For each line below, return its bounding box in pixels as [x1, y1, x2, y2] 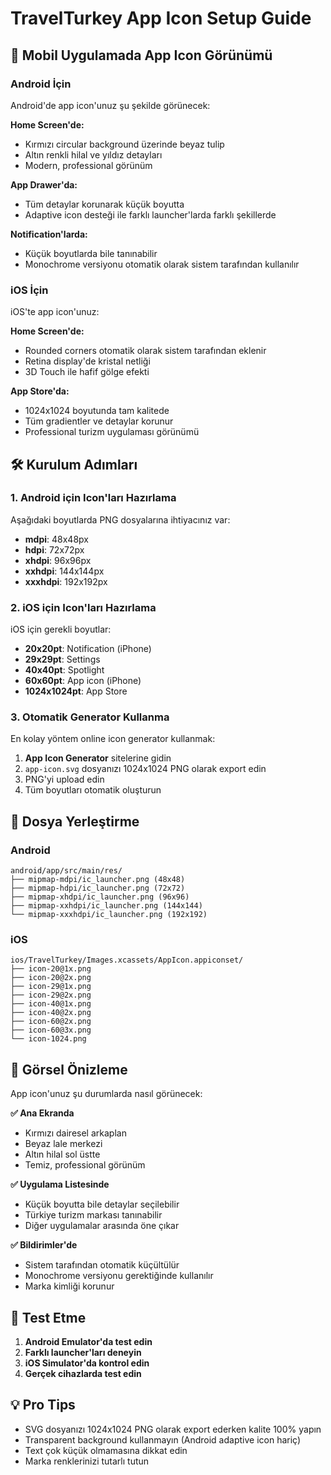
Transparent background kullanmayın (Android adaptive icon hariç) [24, 1433, 302, 1446]
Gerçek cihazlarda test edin [24, 1368, 142, 1380]
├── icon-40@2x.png [10, 1008, 92, 1018]
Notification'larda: [10, 228, 88, 240]
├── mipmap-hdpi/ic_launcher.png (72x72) [10, 883, 186, 894]
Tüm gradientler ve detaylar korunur [24, 415, 174, 427]
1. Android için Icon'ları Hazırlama [10, 491, 177, 505]
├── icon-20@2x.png [10, 973, 92, 983]
